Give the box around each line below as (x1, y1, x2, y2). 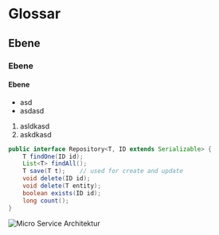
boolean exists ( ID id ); (22, 189, 102, 197)
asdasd (19, 106, 45, 115)
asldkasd (19, 121, 50, 131)
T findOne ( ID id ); (22, 152, 84, 160)
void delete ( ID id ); (22, 175, 91, 183)
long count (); (22, 196, 69, 205)
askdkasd (19, 129, 52, 139)
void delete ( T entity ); (22, 182, 102, 191)
